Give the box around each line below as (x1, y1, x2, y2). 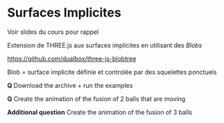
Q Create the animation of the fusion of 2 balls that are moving (7, 95, 186, 103)
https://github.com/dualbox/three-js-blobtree (7, 54, 137, 63)
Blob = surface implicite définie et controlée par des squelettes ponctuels (7, 68, 217, 76)
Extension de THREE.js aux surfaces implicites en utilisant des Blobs (7, 41, 203, 49)
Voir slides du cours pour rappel (7, 28, 99, 36)
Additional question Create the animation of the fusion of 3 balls (7, 108, 193, 116)
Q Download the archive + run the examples (7, 81, 133, 89)
